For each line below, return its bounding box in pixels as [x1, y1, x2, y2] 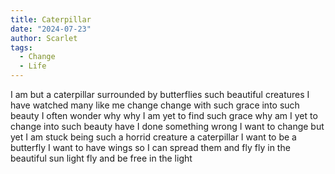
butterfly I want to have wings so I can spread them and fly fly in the [10, 142, 291, 153]
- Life [19, 61, 47, 71]
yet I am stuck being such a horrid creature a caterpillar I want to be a [10, 131, 297, 143]
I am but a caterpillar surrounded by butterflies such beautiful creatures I [10, 89, 310, 100]
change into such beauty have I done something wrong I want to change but [10, 121, 325, 132]
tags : [10, 42, 33, 53]
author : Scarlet [10, 33, 78, 43]
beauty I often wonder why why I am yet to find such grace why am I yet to [10, 110, 318, 121]
